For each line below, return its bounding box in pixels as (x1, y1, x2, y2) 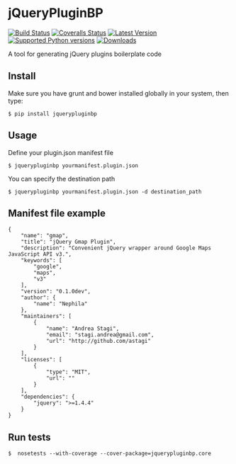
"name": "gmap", (21, 232, 69, 239)
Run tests (8, 431, 51, 443)
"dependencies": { (21, 393, 75, 401)
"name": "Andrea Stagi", (45, 325, 120, 332)
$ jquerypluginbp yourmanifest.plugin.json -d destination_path (8, 188, 202, 196)
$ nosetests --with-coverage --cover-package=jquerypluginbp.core (8, 450, 212, 458)
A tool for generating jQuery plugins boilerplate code (8, 50, 162, 58)
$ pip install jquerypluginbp (8, 110, 98, 118)
